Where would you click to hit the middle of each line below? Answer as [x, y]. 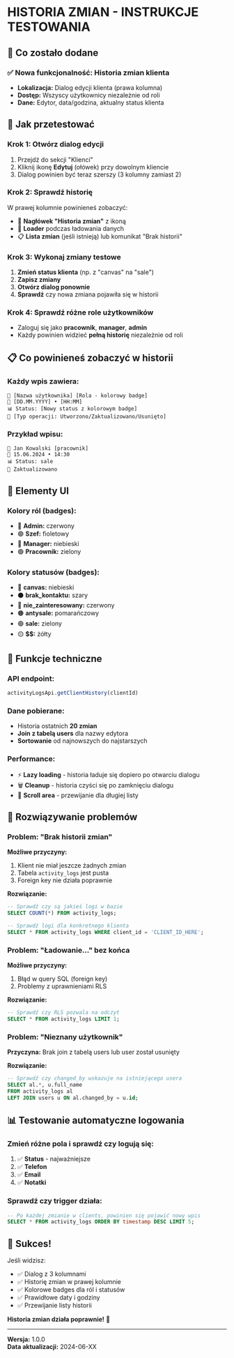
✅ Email [29, 1175]
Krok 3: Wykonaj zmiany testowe [64, 257]
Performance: [31, 759]
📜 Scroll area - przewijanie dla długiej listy [78, 795]
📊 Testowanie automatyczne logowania [96, 1121]
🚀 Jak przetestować [51, 125]
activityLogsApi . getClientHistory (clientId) [73, 693]
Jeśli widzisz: [26, 1260]
